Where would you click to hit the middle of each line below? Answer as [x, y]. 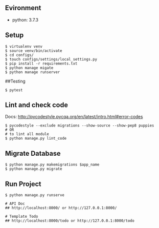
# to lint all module [27, 134]
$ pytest [14, 90]
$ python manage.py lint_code [36, 139]
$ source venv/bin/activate [34, 51]
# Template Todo [22, 217]
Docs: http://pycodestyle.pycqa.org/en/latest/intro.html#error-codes [74, 117]
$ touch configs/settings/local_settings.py [51, 59]
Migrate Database [33, 153]
